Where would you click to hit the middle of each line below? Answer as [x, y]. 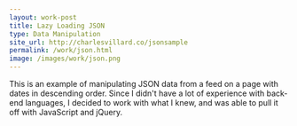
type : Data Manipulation [55, 34]
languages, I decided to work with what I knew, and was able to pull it [152, 102]
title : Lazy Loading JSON [57, 26]
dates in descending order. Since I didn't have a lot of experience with [137, 93]
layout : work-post [43, 17]
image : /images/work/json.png [65, 59]
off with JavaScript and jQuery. [66, 112]
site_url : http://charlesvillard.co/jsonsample [99, 42]
